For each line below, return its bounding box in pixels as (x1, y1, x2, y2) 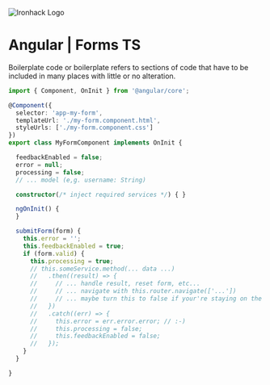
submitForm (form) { (15, 227, 82, 236)
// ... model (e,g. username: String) (15, 176, 147, 184)
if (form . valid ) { (23, 249, 85, 257)
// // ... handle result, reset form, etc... (29, 279, 200, 288)
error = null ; (15, 161, 63, 169)
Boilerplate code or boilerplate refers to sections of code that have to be (8, 62, 249, 72)
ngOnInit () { (15, 205, 60, 213)
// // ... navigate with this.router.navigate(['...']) (29, 287, 237, 295)
